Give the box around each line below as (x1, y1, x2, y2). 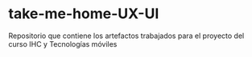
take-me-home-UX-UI (8, 5, 159, 23)
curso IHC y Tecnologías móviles (8, 39, 118, 48)
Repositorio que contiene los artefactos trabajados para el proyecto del (8, 31, 245, 40)
